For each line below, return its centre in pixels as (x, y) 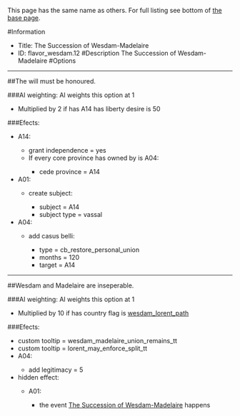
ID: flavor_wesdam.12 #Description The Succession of (97, 53)
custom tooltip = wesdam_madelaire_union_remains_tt (97, 341)
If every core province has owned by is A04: (94, 158)
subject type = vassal (70, 214)
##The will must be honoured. (52, 81)
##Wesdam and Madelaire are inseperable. (71, 285)
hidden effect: (38, 377)
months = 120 (59, 257)
